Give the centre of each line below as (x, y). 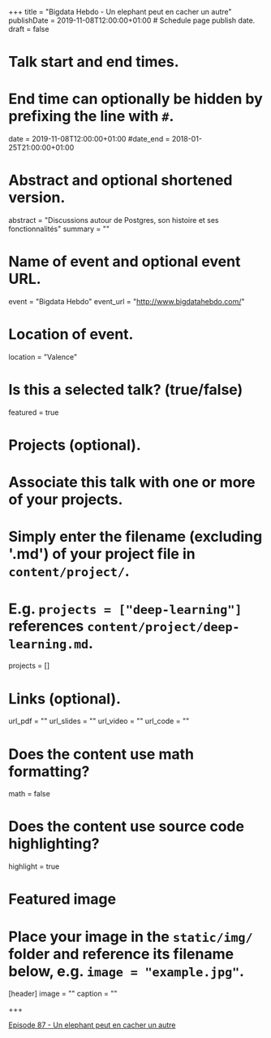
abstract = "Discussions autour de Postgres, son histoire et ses (114, 220)
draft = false (29, 29)
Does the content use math (101, 754)
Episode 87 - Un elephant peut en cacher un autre (92, 1025)
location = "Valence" (43, 356)
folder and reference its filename (121, 954)
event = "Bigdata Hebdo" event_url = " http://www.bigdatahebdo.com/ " (127, 301)
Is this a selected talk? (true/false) (126, 390)
